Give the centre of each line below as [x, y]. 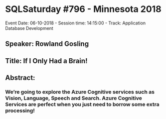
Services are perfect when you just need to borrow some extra [82, 105]
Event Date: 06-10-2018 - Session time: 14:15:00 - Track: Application [76, 23]
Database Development [29, 28]
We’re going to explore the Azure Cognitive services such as [80, 92]
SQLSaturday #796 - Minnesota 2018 [83, 9]
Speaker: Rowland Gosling [47, 44]
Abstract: [20, 78]
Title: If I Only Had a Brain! [46, 61]
